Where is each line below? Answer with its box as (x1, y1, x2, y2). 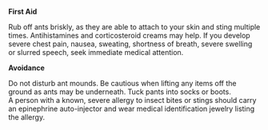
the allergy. (8, 112, 46, 122)
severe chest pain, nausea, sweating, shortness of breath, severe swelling (8, 39, 253, 49)
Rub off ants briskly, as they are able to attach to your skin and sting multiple (8, 22, 261, 31)
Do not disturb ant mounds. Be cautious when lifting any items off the (8, 79, 237, 88)
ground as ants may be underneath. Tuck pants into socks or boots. (8, 87, 232, 97)
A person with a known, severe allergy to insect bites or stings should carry (8, 96, 257, 104)
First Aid (8, 7, 38, 16)
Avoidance (8, 63, 46, 73)
